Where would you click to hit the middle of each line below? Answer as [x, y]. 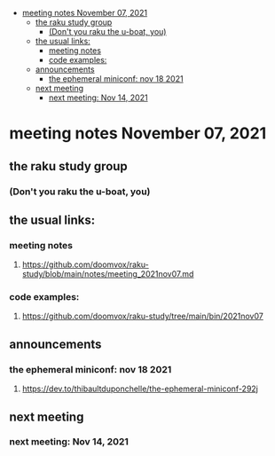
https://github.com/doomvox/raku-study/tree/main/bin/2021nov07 [142, 316]
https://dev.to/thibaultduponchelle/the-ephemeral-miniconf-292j [140, 389]
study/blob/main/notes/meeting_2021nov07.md [108, 274]
